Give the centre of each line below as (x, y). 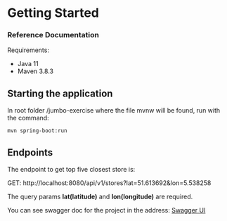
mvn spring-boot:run (38, 131)
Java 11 (28, 64)
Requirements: (28, 50)
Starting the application (60, 93)
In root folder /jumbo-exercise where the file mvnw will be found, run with (114, 110)
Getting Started (53, 13)
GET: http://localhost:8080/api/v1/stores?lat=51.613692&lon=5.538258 (109, 183)
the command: (28, 118)
